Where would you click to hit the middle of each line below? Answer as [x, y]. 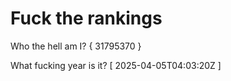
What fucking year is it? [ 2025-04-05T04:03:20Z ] [116, 65]
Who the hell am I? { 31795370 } [76, 46]
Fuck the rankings [86, 18]
